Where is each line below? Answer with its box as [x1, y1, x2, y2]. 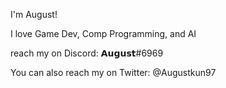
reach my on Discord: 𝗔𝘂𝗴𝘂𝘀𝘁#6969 [10, 47, 164, 59]
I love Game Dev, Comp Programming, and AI [10, 28, 197, 39]
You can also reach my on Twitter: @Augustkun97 [10, 67, 217, 78]
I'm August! [10, 9, 58, 20]
